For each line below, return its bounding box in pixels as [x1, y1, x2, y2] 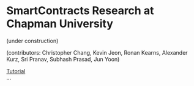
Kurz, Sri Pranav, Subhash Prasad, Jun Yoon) [6, 55, 120, 63]
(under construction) [6, 37, 59, 44]
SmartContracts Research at [6, 4, 154, 18]
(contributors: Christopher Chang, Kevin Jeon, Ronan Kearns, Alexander [6, 49, 188, 56]
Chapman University [6, 17, 113, 31]
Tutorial [6, 67, 26, 74]
